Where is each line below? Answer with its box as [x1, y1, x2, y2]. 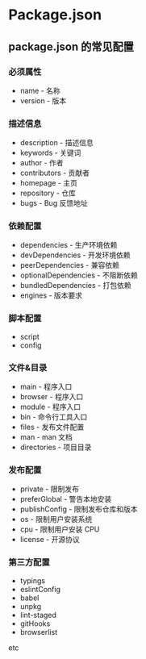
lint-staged [19, 610, 56, 619]
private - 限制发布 [19, 484, 79, 494]
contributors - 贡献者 [19, 168, 90, 178]
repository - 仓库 [19, 188, 77, 198]
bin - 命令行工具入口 [19, 412, 88, 422]
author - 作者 [19, 158, 64, 168]
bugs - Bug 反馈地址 [19, 198, 88, 208]
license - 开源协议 [19, 535, 80, 544]
